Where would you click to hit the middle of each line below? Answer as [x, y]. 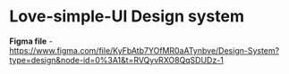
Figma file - [31, 41]
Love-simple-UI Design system [127, 16]
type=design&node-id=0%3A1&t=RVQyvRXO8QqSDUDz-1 [116, 60]
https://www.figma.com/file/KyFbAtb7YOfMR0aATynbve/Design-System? [144, 50]
